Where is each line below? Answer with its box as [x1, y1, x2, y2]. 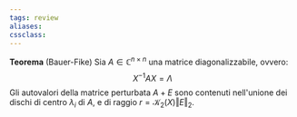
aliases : [9, 22, 43, 31]
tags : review [9, 13, 59, 23]
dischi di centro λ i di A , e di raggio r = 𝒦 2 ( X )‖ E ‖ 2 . [9, 96, 195, 110]
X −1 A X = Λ [133, 72, 173, 83]
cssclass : [9, 30, 47, 39]
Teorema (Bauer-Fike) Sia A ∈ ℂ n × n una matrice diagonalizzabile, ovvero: [9, 55, 289, 68]
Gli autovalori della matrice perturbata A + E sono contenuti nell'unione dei [9, 87, 288, 98]
